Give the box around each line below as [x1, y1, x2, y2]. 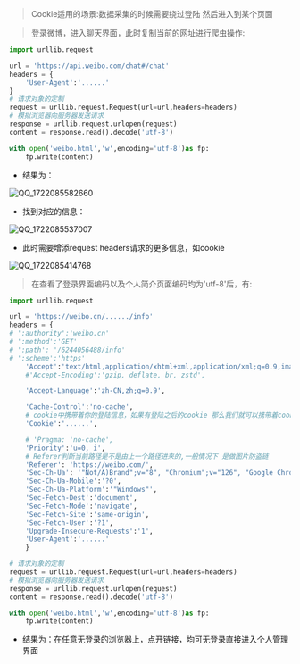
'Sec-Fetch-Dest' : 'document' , [25, 494, 138, 502]
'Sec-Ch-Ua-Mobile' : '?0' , [25, 477, 122, 486]
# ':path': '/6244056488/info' [9, 345, 126, 354]
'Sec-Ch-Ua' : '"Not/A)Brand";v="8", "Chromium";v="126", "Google [25, 469, 274, 477]
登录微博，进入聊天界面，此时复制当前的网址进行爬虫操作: [30, 28, 246, 38]
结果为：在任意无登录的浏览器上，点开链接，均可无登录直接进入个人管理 [21, 634, 288, 645]
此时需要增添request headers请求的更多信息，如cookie [21, 242, 225, 253]
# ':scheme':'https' [9, 353, 87, 362]
